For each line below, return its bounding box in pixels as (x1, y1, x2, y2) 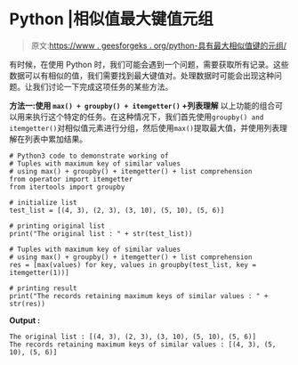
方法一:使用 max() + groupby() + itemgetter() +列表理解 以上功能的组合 (9, 100, 276, 110)
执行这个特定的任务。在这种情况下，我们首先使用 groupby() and (32, 111, 264, 122)
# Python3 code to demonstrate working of (9, 151, 169, 160)
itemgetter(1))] (9, 268, 69, 277)
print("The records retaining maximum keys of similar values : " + (9, 291, 269, 300)
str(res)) (9, 299, 46, 308)
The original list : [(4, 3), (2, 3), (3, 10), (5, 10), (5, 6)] (9, 332, 256, 341)
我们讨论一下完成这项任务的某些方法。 (32, 81, 173, 92)
